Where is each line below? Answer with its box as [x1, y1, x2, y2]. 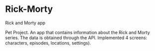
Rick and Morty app [5, 20, 46, 26]
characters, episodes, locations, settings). [5, 40, 91, 46]
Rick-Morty [5, 3, 53, 15]
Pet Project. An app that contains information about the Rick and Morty [5, 29, 150, 35]
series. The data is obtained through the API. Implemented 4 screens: [5, 35, 148, 41]
